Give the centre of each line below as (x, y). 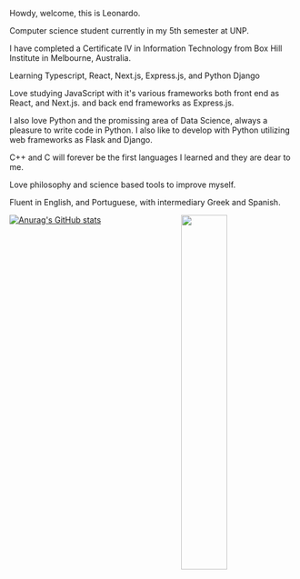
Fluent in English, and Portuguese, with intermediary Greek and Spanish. (145, 202)
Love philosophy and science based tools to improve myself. (123, 185)
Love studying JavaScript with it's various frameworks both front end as (145, 93)
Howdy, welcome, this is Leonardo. (75, 13)
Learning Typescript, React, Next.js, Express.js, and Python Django (135, 75)
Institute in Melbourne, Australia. (70, 58)
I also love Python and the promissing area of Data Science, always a (139, 120)
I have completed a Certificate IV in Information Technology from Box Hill (146, 48)
